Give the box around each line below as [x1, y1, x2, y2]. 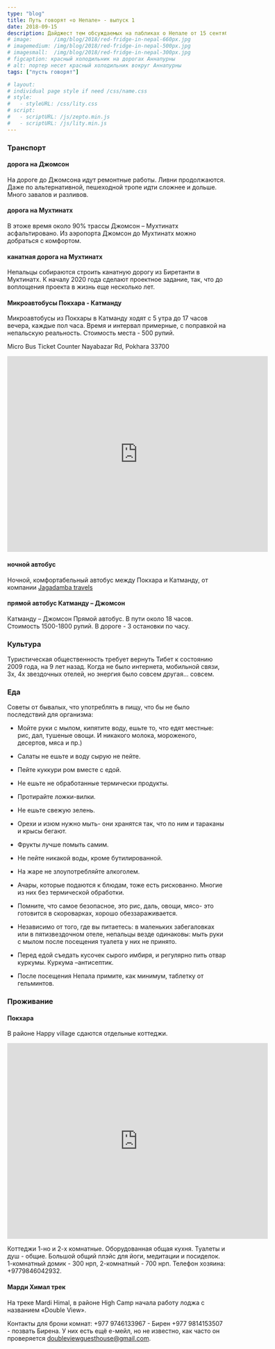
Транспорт [7, 143, 47, 152]
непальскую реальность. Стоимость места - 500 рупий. [7, 329, 175, 338]
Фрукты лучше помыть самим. [17, 840, 109, 849]
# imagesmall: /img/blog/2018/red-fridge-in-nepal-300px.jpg [7, 49, 191, 56]
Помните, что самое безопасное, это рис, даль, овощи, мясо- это [17, 902, 214, 910]
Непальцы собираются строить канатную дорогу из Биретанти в [7, 268, 200, 276]
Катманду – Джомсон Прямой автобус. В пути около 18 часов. [7, 614, 193, 623]
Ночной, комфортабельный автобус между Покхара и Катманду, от [7, 576, 208, 584]
